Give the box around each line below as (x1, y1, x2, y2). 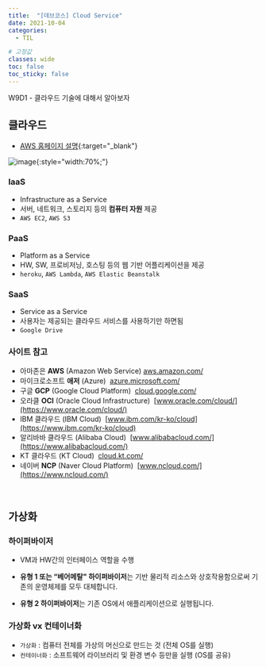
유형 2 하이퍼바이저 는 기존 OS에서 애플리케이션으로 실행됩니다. (19, 599, 214, 608)
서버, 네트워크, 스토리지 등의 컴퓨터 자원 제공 (19, 204, 157, 213)
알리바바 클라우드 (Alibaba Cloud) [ (19, 432, 133, 442)
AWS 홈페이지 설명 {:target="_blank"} (19, 140, 138, 151)
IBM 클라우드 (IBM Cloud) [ (19, 414, 109, 424)
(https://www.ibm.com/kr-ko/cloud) (19, 423, 137, 432)
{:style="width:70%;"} (36, 156, 109, 167)
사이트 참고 (8, 347, 48, 358)
